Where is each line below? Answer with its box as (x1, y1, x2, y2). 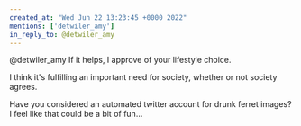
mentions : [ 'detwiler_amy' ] (9, 22, 115, 31)
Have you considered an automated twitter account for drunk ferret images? (9, 99, 292, 110)
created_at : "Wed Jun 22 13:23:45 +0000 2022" (9, 13, 187, 22)
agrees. (9, 82, 38, 93)
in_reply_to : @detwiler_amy (9, 30, 115, 39)
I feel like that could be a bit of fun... (9, 109, 143, 120)
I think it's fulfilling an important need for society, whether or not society (9, 72, 278, 83)
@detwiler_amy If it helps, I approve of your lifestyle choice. (9, 55, 232, 66)
